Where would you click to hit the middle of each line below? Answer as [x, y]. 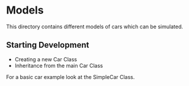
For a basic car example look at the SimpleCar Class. [71, 77]
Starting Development [48, 45]
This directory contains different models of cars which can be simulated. [95, 27]
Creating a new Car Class [46, 59]
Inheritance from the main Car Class [59, 65]
